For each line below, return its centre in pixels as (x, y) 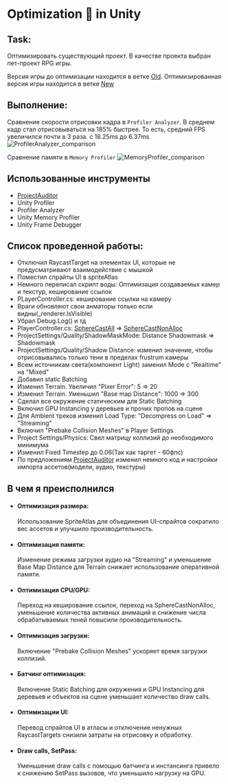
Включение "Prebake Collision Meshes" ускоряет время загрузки (112, 651)
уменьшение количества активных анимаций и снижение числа (111, 613)
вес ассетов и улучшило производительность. (85, 529)
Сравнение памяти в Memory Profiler (61, 157)
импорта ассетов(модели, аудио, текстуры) (81, 467)
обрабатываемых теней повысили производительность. (100, 620)
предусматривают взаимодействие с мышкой (85, 270)
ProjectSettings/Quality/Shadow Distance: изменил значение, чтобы (115, 350)
